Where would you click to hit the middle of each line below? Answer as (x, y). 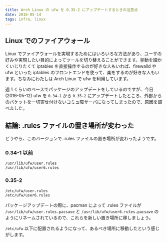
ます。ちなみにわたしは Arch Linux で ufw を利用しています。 (68, 79)
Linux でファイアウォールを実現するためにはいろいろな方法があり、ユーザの (83, 54)
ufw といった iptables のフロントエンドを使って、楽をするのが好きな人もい (82, 73)
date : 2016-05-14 (23, 15)
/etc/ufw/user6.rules (28, 195)
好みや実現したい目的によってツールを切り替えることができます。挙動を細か (84, 60)
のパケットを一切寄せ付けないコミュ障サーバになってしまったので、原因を (82, 102)
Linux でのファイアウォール (47, 41)
